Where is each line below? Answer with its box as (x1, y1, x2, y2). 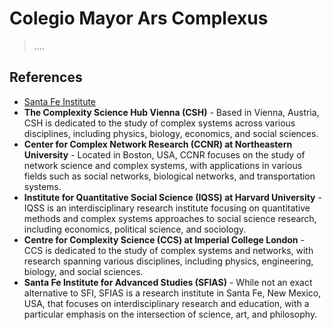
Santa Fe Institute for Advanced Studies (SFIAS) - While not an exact (23, 276, 313, 288)
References (9, 69, 83, 86)
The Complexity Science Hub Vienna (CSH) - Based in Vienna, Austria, (23, 106, 320, 118)
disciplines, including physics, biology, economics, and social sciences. (23, 127, 319, 139)
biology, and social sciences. (23, 265, 144, 277)
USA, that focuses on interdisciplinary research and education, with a (23, 297, 310, 309)
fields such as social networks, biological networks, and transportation (23, 170, 316, 182)
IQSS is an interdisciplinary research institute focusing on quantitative (23, 202, 311, 214)
